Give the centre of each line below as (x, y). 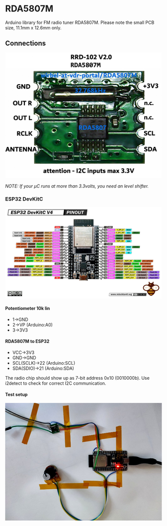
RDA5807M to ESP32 (27, 341)
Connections (26, 44)
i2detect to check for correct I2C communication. (56, 383)
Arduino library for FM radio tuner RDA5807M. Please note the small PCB (80, 22)
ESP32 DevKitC (24, 199)
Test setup (16, 395)
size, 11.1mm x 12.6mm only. (33, 27)
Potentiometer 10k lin (28, 309)
